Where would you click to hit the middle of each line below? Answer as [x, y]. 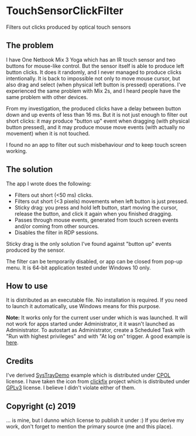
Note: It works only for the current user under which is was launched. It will [97, 317]
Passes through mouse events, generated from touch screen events [96, 220]
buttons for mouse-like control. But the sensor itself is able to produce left [95, 66]
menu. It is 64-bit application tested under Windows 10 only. [78, 268]
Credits [20, 361]
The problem [30, 45]
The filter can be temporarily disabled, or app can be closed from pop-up [94, 261]
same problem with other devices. [47, 97]
